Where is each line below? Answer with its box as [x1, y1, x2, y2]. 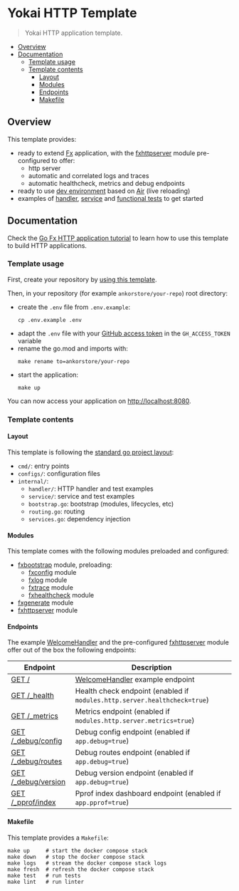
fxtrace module [28, 583, 73, 592]
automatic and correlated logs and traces [28, 171, 149, 179]
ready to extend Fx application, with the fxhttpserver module [17, 148, 196, 157]
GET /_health [11, 691, 55, 701]
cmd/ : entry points [17, 462, 70, 470]
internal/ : [17, 476, 49, 485]
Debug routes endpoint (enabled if [75, 748, 191, 758]
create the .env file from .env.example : [17, 303, 130, 311]
